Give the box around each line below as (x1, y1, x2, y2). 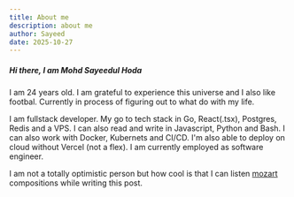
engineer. (9, 151, 44, 162)
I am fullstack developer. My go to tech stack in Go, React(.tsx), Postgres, (9, 114, 277, 125)
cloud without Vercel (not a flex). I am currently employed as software (9, 142, 264, 153)
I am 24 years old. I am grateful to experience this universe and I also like (9, 87, 276, 98)
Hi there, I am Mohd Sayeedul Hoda (9, 64, 143, 75)
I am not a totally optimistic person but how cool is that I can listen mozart (9, 169, 278, 179)
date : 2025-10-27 (9, 37, 73, 47)
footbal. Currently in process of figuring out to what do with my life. (9, 96, 255, 107)
